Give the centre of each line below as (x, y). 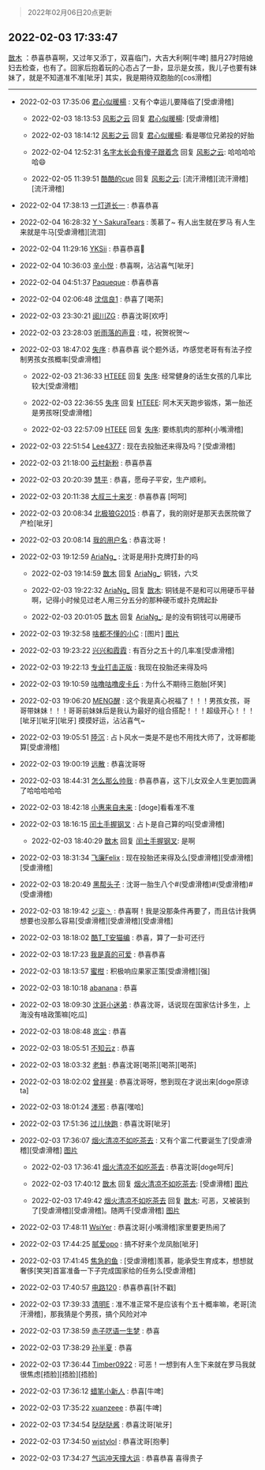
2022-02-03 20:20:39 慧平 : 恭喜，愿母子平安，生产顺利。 (115, 479)
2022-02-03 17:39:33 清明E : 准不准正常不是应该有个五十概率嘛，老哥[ (134, 1304)
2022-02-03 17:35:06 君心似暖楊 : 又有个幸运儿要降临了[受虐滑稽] (127, 101)
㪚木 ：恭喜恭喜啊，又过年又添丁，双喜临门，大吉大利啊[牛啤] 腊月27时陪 (127, 58)
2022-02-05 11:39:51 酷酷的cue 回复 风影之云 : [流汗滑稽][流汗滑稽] (140, 178)
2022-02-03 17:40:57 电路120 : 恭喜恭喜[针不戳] (98, 1287)
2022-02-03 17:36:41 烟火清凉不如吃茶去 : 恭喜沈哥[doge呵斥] (132, 1167)
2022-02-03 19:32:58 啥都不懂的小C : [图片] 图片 (99, 633)
